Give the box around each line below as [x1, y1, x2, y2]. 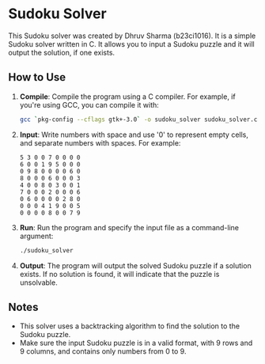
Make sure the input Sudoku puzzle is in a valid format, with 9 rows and [19, 338, 253, 348]
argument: [19, 231, 54, 241]
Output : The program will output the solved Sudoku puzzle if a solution [19, 260, 252, 270]
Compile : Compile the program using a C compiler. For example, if [19, 92, 236, 101]
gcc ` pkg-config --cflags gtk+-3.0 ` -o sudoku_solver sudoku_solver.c [19, 116, 258, 123]
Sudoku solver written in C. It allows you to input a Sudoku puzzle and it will [8, 39, 255, 48]
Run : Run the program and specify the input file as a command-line [19, 222, 240, 232]
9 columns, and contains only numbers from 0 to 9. [19, 347, 187, 356]
